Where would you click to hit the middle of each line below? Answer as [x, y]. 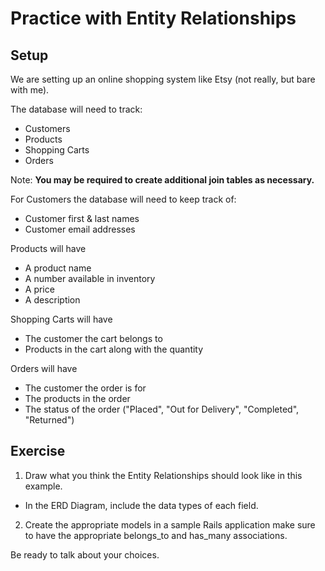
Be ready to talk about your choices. [85, 554]
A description [52, 300]
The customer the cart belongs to [93, 338]
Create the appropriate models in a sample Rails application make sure [170, 524]
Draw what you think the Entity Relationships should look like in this [163, 475]
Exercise [38, 451]
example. [43, 486]
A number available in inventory [90, 278]
